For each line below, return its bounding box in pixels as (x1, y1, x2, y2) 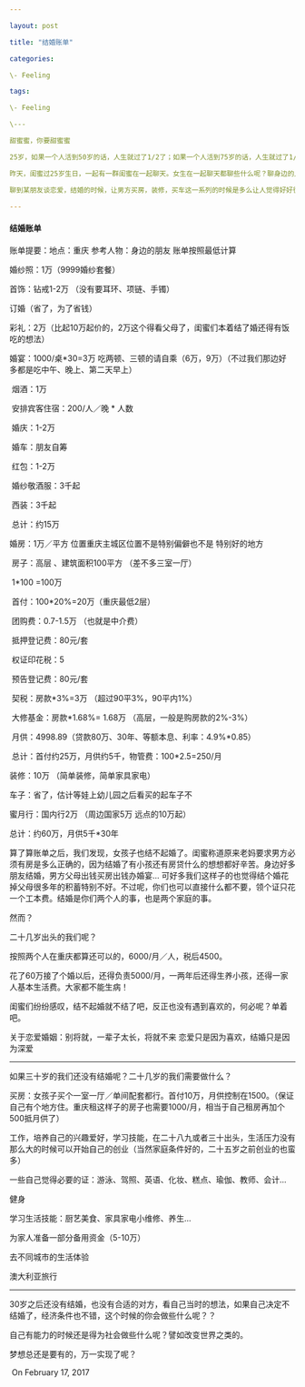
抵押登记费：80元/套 (11, 634, 89, 646)
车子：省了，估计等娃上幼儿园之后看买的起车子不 (9, 789, 192, 800)
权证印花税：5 (11, 654, 65, 665)
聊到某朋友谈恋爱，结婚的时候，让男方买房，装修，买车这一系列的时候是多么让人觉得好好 (9, 186, 293, 195)
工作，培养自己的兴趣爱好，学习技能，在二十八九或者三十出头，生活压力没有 (9, 1131, 296, 1142)
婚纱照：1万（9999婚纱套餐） (9, 264, 121, 275)
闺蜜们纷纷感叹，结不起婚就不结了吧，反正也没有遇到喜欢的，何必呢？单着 (9, 1000, 288, 1011)
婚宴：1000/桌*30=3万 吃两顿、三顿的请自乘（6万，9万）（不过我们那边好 (9, 352, 287, 364)
